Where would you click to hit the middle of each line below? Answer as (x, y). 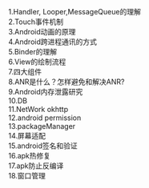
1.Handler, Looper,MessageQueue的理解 (75, 12)
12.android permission (45, 118)
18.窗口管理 (27, 176)
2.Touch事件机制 (36, 22)
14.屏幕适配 (27, 136)
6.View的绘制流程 (37, 62)
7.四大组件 (25, 72)
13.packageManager (42, 126)
